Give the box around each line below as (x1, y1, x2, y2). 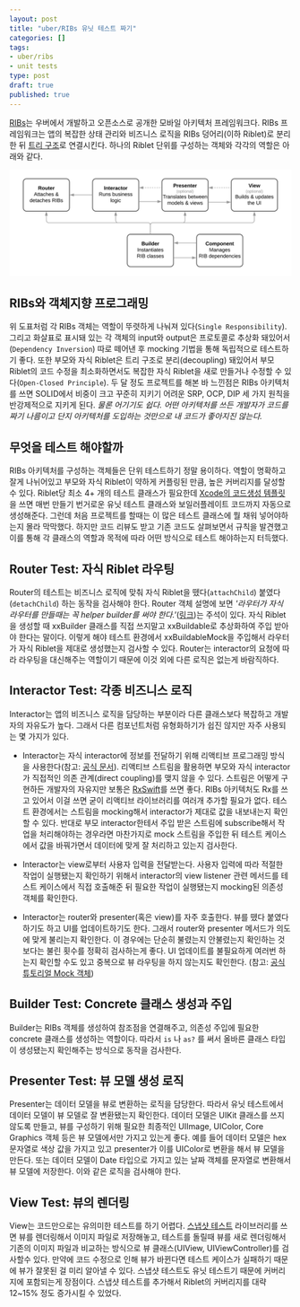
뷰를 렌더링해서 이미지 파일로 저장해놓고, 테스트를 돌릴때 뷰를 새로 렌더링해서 (18, 1232, 287, 1242)
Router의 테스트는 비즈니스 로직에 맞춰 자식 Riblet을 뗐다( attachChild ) (9, 587, 257, 598)
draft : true (9, 81, 54, 90)
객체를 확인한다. (21, 892, 78, 903)
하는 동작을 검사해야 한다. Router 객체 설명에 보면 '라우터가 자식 (61, 598, 284, 610)
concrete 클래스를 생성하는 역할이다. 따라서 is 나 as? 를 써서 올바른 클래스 (9, 1033, 270, 1044)
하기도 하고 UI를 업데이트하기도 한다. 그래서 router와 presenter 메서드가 (21, 923, 275, 934)
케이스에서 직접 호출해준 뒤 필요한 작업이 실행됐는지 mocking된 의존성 (39, 881, 284, 892)
